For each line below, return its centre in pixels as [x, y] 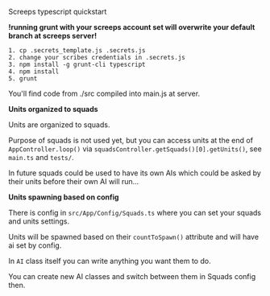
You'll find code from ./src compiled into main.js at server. [104, 93]
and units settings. [39, 221]
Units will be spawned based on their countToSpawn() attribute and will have [134, 237]
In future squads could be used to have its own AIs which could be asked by [135, 173]
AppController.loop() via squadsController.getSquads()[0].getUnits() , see [135, 149]
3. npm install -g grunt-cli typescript [77, 64]
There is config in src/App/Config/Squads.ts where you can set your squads [135, 213]
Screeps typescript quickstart [58, 12]
